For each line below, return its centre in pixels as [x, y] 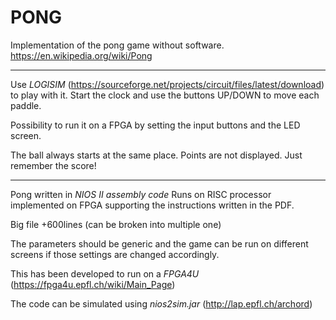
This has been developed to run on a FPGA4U [105, 273]
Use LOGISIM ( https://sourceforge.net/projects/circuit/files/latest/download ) [167, 84]
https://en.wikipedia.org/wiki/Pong [81, 55]
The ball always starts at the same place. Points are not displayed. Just [156, 155]
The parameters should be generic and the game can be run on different [159, 243]
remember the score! [53, 165]
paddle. [26, 105]
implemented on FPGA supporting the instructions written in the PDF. [152, 205]
